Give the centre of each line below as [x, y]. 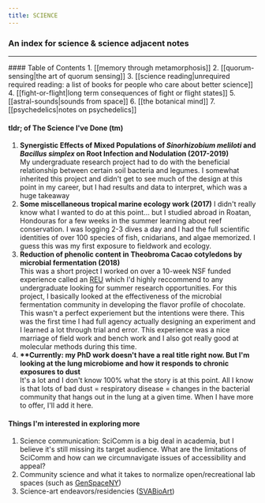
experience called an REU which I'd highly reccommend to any [121, 280]
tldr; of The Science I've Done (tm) [66, 128]
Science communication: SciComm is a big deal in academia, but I [127, 441]
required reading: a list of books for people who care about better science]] [131, 84]
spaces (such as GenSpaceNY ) [71, 483]
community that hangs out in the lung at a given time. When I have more [136, 397]
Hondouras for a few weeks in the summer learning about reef [121, 221]
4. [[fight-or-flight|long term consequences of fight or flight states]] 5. [122, 92]
